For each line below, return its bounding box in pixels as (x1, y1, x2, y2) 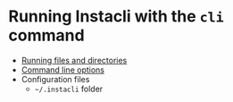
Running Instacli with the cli (8, 6, 224, 27)
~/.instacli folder (34, 83, 104, 94)
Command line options (21, 64, 104, 75)
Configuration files (21, 73, 90, 84)
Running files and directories (21, 55, 128, 65)
